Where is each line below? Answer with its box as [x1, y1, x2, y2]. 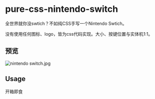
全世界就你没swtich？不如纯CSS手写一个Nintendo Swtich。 [5, 20, 127, 26]
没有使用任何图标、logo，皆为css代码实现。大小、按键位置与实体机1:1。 [5, 31, 153, 37]
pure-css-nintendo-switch [5, 3, 118, 15]
